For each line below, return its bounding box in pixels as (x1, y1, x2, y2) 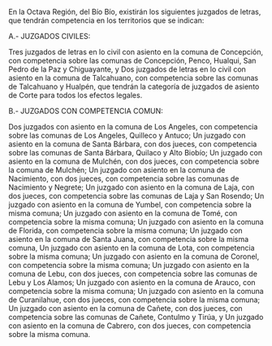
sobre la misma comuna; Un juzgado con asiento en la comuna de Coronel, (8, 252, 260, 261)
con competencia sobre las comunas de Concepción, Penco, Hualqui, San (8, 56, 257, 65)
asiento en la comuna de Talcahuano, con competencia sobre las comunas (8, 73, 258, 82)
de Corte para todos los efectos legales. (8, 90, 143, 100)
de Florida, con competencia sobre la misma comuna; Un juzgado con (8, 226, 243, 235)
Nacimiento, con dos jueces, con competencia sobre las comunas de (8, 174, 240, 183)
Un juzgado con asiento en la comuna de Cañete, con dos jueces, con (8, 304, 243, 313)
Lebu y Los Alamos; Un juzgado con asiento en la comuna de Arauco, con (8, 278, 256, 287)
